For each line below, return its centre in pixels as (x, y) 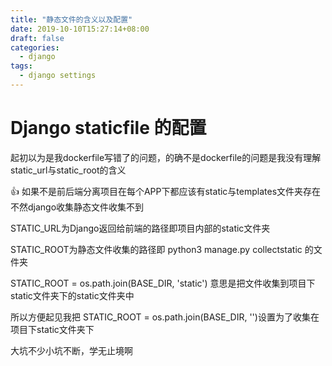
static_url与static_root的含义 (68, 170)
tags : (21, 66)
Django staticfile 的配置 (108, 128)
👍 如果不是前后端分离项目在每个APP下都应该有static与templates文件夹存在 (166, 191)
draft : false (37, 38)
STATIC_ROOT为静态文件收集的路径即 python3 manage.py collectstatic (156, 249)
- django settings (58, 76)
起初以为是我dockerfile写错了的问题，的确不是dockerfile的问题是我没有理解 (166, 157)
